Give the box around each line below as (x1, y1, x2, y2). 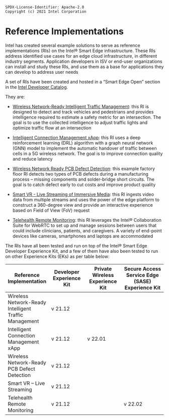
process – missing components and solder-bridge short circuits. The (12, 176, 155, 182)
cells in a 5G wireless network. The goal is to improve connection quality (12, 151, 163, 157)
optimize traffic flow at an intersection (12, 124, 92, 130)
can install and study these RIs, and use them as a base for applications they (5, 63, 164, 70)
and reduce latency (12, 156, 53, 162)
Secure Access (124, 265, 161, 272)
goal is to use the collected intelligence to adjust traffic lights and (12, 119, 148, 125)
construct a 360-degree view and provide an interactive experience (12, 202, 153, 208)
